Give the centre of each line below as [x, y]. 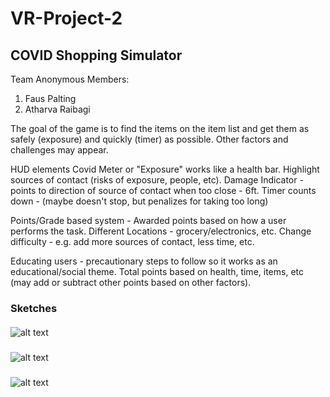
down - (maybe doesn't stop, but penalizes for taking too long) [139, 201]
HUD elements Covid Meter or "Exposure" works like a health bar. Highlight [165, 169]
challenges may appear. [59, 150]
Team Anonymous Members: [70, 79]
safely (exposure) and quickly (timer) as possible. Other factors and [149, 139]
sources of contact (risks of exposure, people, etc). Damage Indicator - [157, 180]
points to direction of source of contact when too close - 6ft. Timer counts [163, 190]
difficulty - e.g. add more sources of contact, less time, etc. [132, 241]
